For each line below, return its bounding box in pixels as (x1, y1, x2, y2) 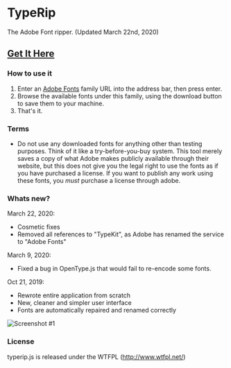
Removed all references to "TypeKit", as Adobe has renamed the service (17, 230, 224, 238)
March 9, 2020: (7, 251, 51, 259)
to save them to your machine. (17, 99, 105, 107)
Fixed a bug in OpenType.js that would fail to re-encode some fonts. (17, 265, 212, 273)
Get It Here (7, 48, 55, 60)
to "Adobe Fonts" (17, 238, 67, 246)
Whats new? (7, 193, 51, 203)
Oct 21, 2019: (7, 278, 45, 286)
